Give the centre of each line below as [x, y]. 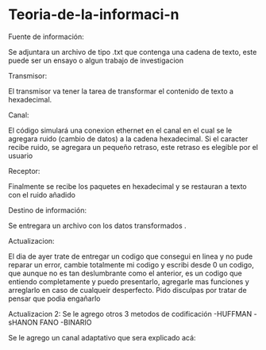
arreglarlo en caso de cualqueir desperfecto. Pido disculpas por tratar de [128, 290]
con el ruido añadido [42, 194]
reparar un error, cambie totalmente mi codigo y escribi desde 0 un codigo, [131, 264]
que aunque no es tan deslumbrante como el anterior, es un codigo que [125, 273]
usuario [21, 156]
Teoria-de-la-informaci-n [94, 15]
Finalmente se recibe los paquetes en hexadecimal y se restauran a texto [128, 186]
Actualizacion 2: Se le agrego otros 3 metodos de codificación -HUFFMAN [130, 313]
